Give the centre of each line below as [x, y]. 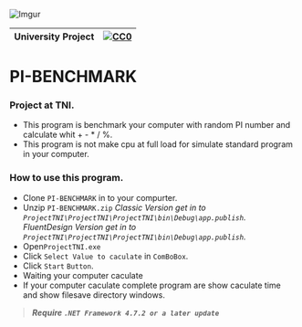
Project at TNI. [42, 105]
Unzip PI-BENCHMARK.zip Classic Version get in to [115, 207]
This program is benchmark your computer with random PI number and [156, 125]
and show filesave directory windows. [94, 295]
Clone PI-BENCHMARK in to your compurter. [100, 197]
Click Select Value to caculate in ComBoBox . [105, 256]
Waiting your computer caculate [83, 275]
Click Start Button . [58, 266]
